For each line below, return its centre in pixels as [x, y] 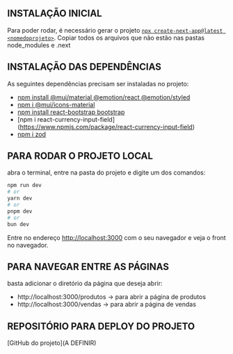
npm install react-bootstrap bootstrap [71, 112]
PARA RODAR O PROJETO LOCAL [80, 156]
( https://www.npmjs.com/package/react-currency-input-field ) [106, 127]
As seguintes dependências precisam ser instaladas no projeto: [98, 83]
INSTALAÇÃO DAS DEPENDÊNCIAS [85, 67]
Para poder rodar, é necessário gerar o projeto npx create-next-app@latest [115, 30]
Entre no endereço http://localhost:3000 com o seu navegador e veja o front [116, 237]
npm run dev [24, 186]
